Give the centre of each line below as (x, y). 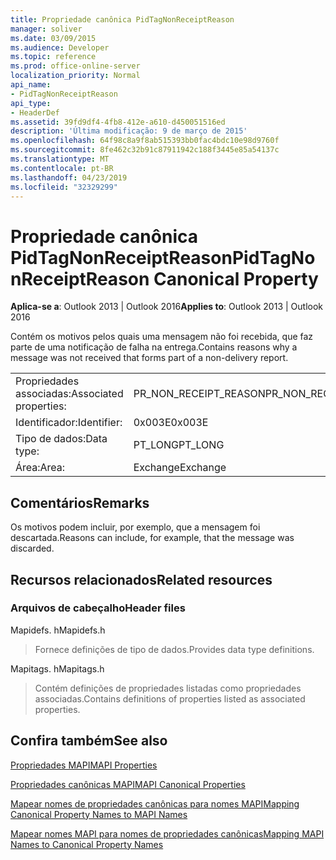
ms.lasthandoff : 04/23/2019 (69, 177)
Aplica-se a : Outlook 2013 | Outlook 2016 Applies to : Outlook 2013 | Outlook (167, 307)
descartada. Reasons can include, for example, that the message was (152, 538)
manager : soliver (46, 29)
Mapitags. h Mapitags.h (57, 668)
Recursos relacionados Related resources (141, 579)
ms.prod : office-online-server (75, 66)
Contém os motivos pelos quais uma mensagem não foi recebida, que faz (162, 337)
